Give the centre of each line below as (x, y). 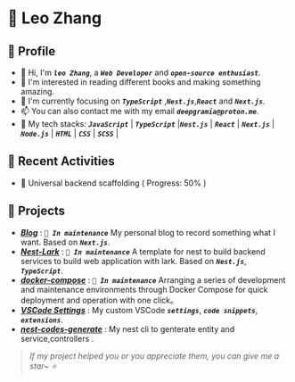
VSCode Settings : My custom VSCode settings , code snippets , (139, 310)
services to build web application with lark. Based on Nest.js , (133, 261)
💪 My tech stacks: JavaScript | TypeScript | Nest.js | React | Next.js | (147, 124)
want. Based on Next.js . (65, 242)
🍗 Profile (32, 51)
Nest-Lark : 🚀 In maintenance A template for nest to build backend (143, 251)
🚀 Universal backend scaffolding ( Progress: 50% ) (113, 183)
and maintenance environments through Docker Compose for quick (144, 289)
